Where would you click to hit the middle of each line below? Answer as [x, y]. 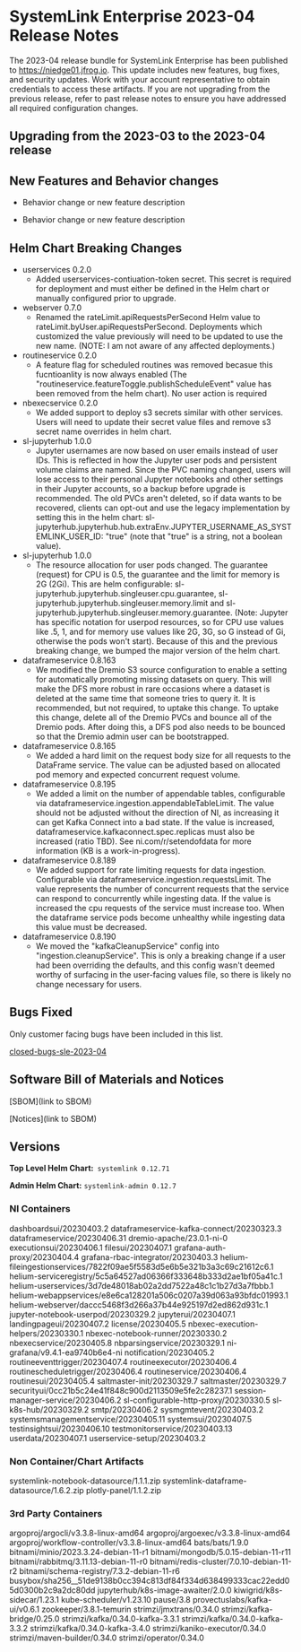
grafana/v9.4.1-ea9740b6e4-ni [66, 1352]
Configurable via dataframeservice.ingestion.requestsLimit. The [153, 879]
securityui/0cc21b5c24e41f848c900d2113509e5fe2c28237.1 [121, 1390]
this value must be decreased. [91, 926]
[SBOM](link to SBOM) [51, 1101]
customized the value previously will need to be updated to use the [159, 336]
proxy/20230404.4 [44, 1256]
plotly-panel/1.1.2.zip [124, 1490]
